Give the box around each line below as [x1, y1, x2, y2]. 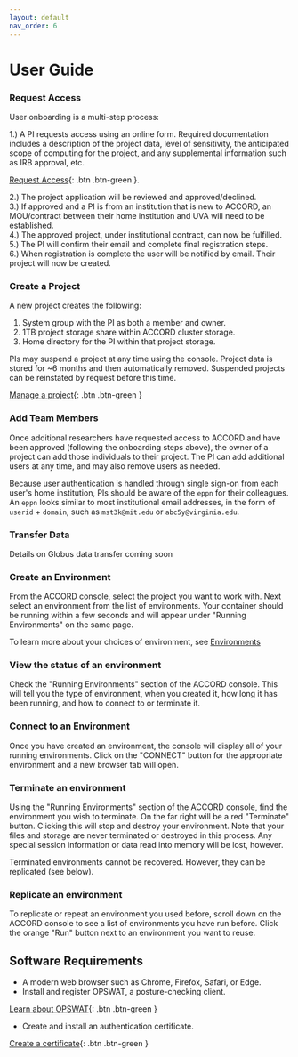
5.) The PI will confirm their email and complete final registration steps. [9, 238, 269, 249]
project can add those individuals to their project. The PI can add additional [9, 451, 285, 462]
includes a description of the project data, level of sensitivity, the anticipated [9, 138, 289, 149]
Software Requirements [9, 953, 144, 968]
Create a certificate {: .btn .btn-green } [9, 1038, 149, 1049]
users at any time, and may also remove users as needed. [9, 460, 221, 472]
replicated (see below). [9, 867, 94, 877]
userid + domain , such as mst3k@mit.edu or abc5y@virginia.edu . [9, 506, 240, 517]
